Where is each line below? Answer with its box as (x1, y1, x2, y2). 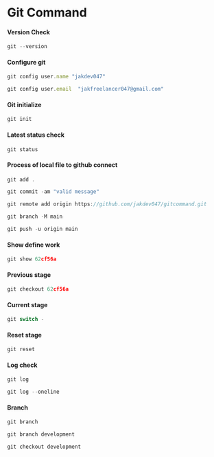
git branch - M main (7, 213, 63, 221)
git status (7, 146, 38, 153)
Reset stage (7, 331, 43, 339)
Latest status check (7, 131, 65, 139)
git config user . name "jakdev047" (7, 74, 106, 80)
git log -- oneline (7, 388, 60, 396)
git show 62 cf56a (7, 256, 57, 263)
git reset (7, 346, 36, 353)
